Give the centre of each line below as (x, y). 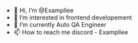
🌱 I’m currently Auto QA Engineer (60, 25)
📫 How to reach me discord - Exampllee (71, 32)
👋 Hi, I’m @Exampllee (43, 10)
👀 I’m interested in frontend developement (73, 17)
